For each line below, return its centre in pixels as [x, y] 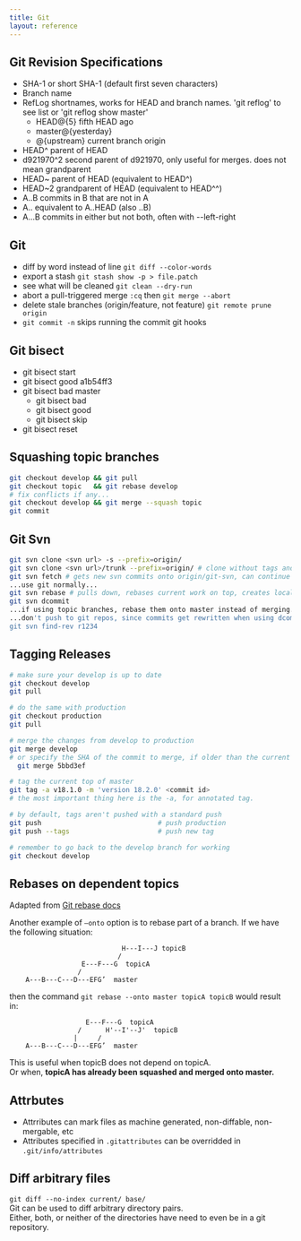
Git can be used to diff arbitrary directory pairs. [96, 1208]
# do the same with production [68, 708]
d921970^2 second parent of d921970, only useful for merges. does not [154, 160]
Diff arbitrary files [60, 1179]
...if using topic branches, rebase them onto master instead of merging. [152, 610]
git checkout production [56, 716]
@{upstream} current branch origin [100, 141]
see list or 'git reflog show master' [85, 112]
